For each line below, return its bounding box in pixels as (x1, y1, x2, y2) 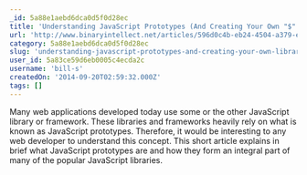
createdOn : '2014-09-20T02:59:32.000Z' (9, 73, 162, 82)
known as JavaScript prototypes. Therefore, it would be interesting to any (9, 125, 287, 137)
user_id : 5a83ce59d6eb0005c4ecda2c (9, 56, 145, 65)
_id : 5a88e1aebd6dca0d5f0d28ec (9, 13, 129, 23)
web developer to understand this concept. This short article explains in (9, 135, 281, 146)
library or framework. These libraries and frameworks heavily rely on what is (9, 116, 297, 127)
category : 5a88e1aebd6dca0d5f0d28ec (9, 38, 149, 48)
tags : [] (9, 81, 43, 90)
